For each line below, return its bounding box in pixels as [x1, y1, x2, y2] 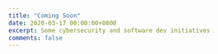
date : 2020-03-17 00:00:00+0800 [8, 19, 117, 27]
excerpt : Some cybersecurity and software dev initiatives [8, 26, 211, 34]
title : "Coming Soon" [8, 11, 81, 20]
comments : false [8, 33, 63, 42]
